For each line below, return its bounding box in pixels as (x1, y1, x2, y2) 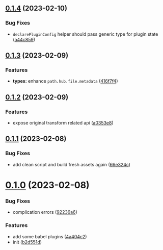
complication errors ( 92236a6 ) (12, 209, 77, 215)
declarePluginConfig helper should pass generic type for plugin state (12, 31, 158, 37)
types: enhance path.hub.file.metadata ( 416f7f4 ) (12, 78, 118, 84)
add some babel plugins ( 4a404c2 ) (12, 233, 87, 239)
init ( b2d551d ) (12, 239, 42, 245)
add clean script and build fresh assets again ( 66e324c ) (12, 161, 131, 167)
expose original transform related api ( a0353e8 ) (12, 120, 114, 126)
